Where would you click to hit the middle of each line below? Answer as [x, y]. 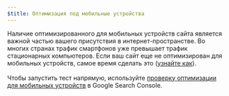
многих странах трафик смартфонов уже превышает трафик [97, 48]
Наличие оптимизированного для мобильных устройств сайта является [115, 33]
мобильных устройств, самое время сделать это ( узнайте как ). [102, 63]
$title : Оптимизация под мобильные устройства [76, 14]
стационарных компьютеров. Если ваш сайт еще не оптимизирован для [115, 56]
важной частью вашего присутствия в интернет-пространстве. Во [106, 41]
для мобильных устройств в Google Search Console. [85, 85]
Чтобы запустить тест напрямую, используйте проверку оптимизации [112, 78]
